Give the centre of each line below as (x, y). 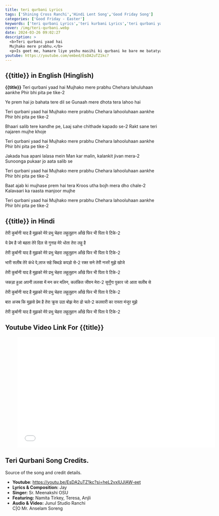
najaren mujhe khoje (26, 132)
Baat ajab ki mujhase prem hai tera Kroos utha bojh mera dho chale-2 (75, 186)
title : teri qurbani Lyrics (34, 10)
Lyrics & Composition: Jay (39, 487)
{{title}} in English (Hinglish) (50, 75)
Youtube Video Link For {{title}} (55, 327)
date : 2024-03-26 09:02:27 (33, 33)
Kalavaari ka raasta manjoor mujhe (40, 191)
